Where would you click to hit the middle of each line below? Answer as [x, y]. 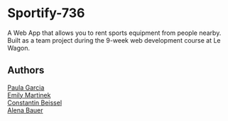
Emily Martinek [29, 95]
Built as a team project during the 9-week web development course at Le [114, 40]
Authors [26, 70]
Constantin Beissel [35, 102]
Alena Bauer [26, 110]
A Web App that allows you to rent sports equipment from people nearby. [114, 33]
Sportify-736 [46, 13]
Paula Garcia [26, 88]
